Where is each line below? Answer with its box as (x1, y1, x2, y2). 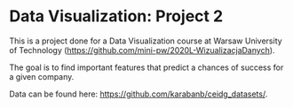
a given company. (9, 71, 75, 81)
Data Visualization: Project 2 (9, 6, 224, 27)
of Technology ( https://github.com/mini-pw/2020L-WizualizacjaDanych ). (9, 44, 275, 55)
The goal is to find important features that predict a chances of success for (9, 62, 284, 73)
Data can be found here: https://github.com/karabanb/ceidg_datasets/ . (9, 89, 268, 99)
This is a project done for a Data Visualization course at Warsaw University (9, 35, 282, 46)
